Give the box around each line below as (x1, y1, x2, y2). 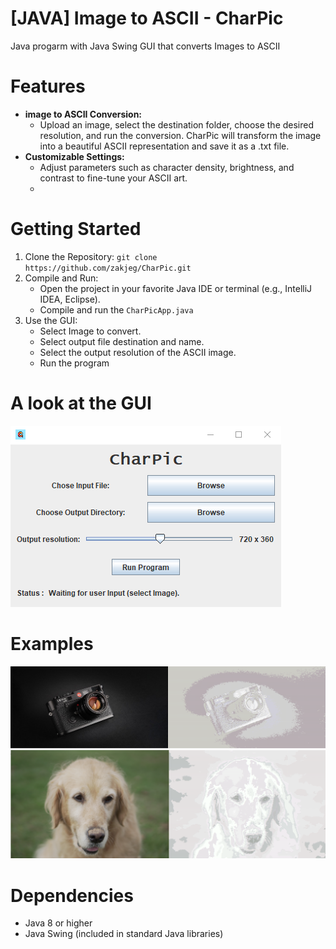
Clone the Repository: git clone (24, 250, 158, 262)
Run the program (39, 357, 110, 369)
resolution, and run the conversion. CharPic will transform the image (39, 129, 322, 141)
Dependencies (10, 884, 134, 907)
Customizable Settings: (24, 150, 125, 162)
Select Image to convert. (39, 325, 142, 337)
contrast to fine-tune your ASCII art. (39, 172, 188, 184)
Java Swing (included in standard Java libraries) (24, 928, 224, 940)
